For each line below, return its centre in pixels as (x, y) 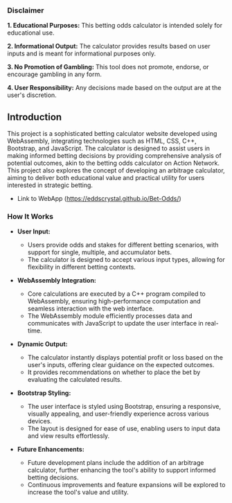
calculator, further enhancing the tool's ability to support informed (122, 470)
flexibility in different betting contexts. (82, 267)
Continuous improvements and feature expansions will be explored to (126, 485)
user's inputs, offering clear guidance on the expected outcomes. (121, 365)
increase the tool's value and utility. (78, 492)
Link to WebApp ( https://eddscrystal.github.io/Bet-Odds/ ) (99, 199)
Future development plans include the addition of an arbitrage (116, 463)
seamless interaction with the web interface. (91, 309)
